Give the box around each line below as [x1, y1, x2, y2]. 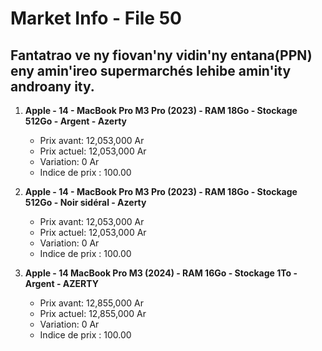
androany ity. [10, 78, 95, 95]
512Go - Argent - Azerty [24, 115, 128, 127]
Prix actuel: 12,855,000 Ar [39, 308, 147, 319]
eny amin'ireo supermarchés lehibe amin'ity [10, 62, 292, 79]
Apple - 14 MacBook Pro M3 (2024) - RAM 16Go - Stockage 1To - [24, 267, 298, 279]
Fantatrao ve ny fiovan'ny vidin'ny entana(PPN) [10, 47, 313, 64]
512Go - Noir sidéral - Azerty [24, 197, 147, 208]
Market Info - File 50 [10, 7, 182, 30]
